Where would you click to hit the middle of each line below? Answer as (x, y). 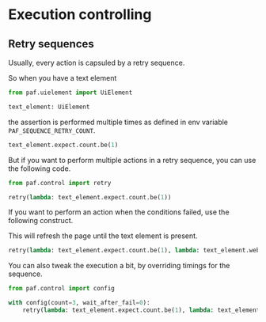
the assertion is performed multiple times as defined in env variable (118, 122)
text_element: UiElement (49, 107)
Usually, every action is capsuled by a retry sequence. (97, 63)
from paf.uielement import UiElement (70, 93)
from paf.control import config (61, 289)
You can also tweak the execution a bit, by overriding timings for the (119, 266)
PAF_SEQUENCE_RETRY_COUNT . (52, 130)
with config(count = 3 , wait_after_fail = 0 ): (79, 303)
